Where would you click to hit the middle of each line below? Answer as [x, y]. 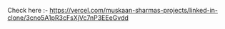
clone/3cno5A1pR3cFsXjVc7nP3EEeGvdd [68, 18]
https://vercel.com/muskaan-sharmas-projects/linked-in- [134, 10]
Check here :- [28, 10]
